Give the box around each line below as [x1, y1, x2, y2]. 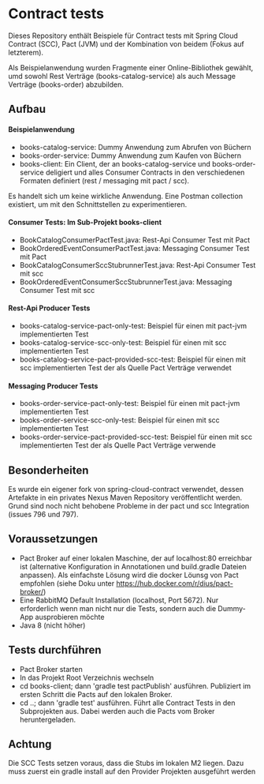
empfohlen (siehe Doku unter [19, 578, 115, 588]
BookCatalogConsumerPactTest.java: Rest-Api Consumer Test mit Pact [19, 234, 251, 245]
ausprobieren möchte [35, 612, 105, 621]
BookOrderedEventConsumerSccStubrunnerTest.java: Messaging [19, 277, 232, 287]
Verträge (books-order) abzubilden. [8, 80, 125, 89]
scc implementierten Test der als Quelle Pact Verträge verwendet [19, 362, 232, 372]
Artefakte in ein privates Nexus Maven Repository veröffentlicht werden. [8, 493, 243, 502]
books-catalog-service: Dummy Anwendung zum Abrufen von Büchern [19, 142, 252, 152]
